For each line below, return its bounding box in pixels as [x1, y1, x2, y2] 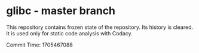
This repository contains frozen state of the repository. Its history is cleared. [6, 24, 193, 31]
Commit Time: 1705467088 [6, 41, 74, 48]
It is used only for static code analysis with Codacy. [6, 29, 133, 37]
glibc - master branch [6, 4, 115, 18]
